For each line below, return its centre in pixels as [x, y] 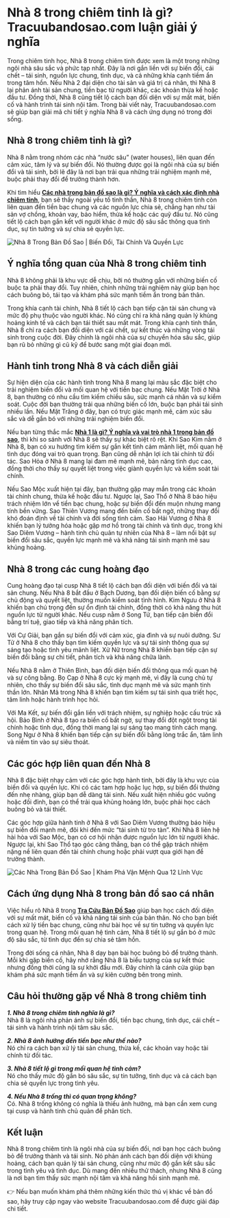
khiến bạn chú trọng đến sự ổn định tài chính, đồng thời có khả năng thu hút [114, 608]
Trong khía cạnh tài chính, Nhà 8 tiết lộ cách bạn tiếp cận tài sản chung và [112, 308]
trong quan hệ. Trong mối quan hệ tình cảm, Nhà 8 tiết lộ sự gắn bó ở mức [111, 932]
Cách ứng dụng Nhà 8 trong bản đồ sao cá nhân [111, 894]
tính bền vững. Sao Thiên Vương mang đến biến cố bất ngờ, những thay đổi [113, 511]
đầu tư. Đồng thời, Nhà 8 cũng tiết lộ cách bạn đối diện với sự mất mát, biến [114, 97]
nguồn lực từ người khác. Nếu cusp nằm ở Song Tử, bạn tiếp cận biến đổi [110, 614]
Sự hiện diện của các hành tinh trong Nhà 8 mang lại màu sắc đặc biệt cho [112, 383]
